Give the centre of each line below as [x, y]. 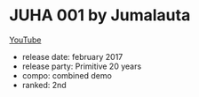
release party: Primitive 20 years [82, 66]
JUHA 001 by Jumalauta [100, 15]
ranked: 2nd [44, 85]
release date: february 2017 [72, 56]
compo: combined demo [67, 75]
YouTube [25, 40]
